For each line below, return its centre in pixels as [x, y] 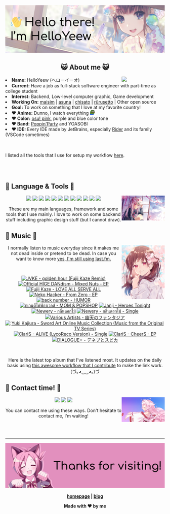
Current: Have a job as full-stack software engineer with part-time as [84, 85]
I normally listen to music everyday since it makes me [63, 248]
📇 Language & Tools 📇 [40, 187]
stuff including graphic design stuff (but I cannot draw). [63, 220]
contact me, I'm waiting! [63, 416]
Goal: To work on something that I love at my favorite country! [76, 107]
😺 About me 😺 [85, 67]
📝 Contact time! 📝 [33, 388]
